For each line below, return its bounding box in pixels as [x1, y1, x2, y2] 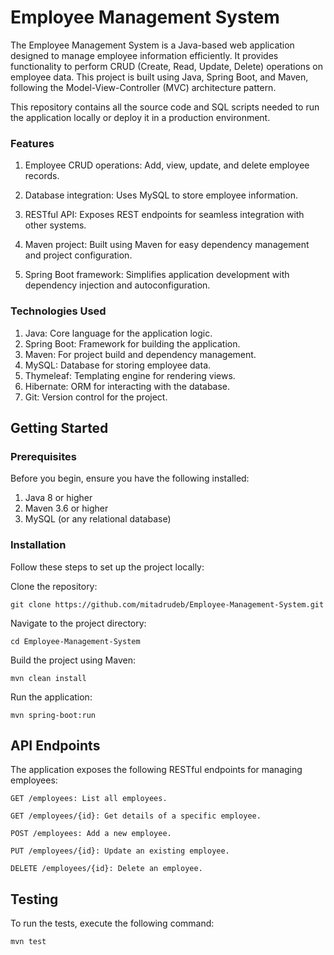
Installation [10, 538, 67, 552]
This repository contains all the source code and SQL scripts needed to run [10, 101, 320, 113]
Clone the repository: [10, 580, 98, 592]
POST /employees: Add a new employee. [10, 829, 172, 839]
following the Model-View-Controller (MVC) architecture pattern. [10, 81, 277, 93]
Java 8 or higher [24, 492, 93, 504]
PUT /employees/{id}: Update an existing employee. [10, 846, 230, 856]
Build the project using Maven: [10, 654, 136, 666]
